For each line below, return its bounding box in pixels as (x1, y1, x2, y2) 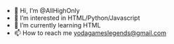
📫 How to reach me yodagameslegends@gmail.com (13, 29, 167, 37)
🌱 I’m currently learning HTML (13, 21, 101, 29)
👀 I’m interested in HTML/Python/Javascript (13, 14, 140, 22)
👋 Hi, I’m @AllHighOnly (13, 7, 80, 14)
